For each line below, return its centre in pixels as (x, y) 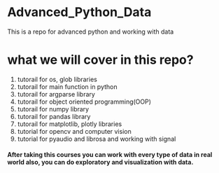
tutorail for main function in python (67, 86)
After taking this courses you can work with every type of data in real (110, 155)
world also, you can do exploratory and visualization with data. (100, 162)
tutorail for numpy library (53, 109)
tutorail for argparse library (56, 94)
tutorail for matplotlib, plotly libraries (70, 124)
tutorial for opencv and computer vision (74, 131)
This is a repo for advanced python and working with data (91, 32)
